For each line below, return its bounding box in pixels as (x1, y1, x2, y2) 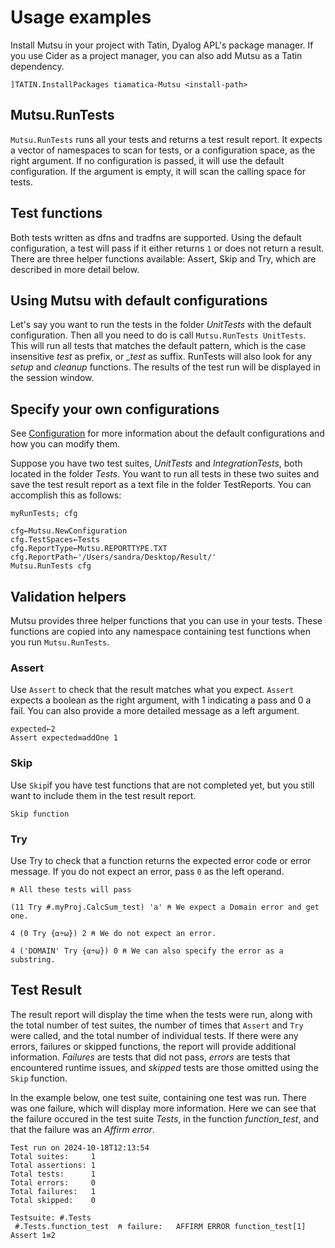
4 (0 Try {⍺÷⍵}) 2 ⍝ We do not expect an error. (10, 928, 217, 938)
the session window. (10, 372, 95, 384)
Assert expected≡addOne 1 (10, 733, 118, 743)
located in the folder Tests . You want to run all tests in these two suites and (10, 468, 320, 480)
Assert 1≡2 (10, 1230, 56, 1240)
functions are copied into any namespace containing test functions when (10, 626, 311, 637)
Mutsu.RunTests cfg (10, 561, 92, 571)
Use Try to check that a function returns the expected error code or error (10, 854, 312, 866)
